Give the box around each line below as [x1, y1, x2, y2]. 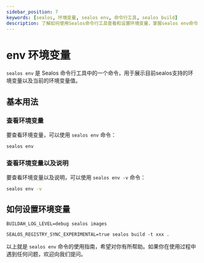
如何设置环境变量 [6, 204, 70, 214]
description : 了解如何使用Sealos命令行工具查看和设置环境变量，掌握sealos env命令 [6, 20, 199, 26]
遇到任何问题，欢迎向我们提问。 [6, 250, 86, 258]
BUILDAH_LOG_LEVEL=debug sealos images [6, 220, 107, 227]
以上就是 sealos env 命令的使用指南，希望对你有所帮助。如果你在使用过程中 [6, 242, 196, 250]
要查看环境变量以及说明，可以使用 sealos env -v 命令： [6, 174, 146, 181]
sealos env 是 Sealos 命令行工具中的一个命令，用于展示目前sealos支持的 [6, 69, 188, 77]
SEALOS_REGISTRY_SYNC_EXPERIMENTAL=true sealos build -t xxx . [6, 231, 170, 237]
